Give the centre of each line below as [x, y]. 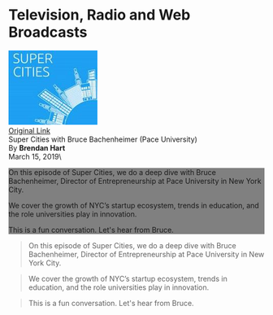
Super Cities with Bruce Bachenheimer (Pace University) [103, 139]
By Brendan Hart [37, 147]
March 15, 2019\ [35, 156]
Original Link [30, 130]
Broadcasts [48, 32]
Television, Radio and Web [100, 15]
